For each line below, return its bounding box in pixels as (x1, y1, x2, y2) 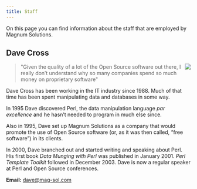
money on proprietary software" (20, 76, 98, 83)
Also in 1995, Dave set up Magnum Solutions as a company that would (6, 123, 176, 130)
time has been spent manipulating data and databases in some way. (6, 93, 170, 100)
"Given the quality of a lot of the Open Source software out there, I (20, 63, 181, 70)
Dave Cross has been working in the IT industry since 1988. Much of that (6, 87, 182, 95)
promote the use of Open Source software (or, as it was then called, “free (6, 129, 184, 136)
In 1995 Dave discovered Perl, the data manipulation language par (6, 105, 165, 112)
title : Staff (6, 8, 38, 15)
